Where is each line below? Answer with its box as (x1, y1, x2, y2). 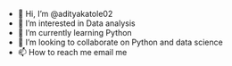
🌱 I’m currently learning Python (17, 28, 132, 37)
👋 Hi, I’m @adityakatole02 (17, 9, 113, 19)
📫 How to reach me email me (17, 47, 128, 57)
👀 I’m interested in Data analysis (17, 18, 136, 29)
